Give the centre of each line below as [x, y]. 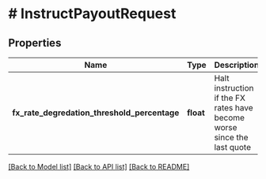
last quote [233, 147]
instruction [234, 88]
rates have [234, 108]
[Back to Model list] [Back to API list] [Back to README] [99, 167]
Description [237, 65]
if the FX [230, 98]
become [230, 117]
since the [231, 137]
